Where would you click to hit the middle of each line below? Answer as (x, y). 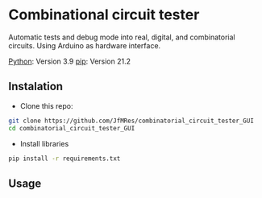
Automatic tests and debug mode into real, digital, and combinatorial (122, 37)
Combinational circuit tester (104, 15)
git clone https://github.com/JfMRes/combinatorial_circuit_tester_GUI (131, 121)
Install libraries (44, 143)
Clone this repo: (46, 105)
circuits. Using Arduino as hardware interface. (85, 45)
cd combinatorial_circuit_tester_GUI (72, 128)
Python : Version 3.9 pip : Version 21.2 (70, 61)
